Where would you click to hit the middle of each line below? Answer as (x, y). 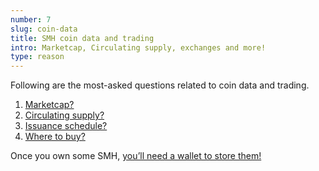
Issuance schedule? (66, 126)
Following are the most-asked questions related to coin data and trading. (160, 85)
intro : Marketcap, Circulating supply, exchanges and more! (138, 47)
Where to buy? (55, 137)
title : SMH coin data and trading (82, 38)
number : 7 (31, 19)
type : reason (37, 57)
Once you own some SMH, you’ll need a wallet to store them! (136, 156)
